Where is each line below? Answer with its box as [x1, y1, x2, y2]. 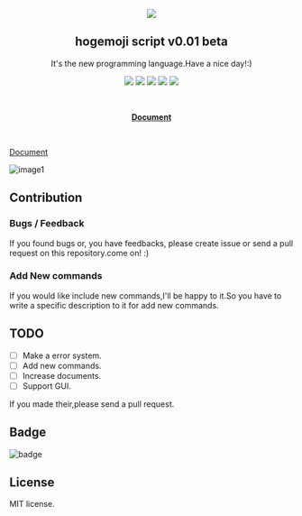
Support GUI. [22, 380, 72, 392]
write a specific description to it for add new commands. [9, 299, 219, 310]
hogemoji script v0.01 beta [75, 34, 228, 50]
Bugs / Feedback [9, 217, 85, 230]
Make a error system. [22, 350, 102, 361]
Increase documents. [22, 370, 102, 381]
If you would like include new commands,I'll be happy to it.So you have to [9, 290, 282, 301]
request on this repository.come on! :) [9, 247, 150, 258]
